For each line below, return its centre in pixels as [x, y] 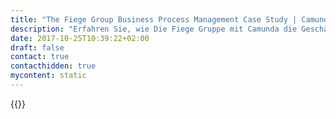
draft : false [37, 47]
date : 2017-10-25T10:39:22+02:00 [80, 38]
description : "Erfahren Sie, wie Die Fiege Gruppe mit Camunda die [154, 29]
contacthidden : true [53, 66]
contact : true [40, 57]
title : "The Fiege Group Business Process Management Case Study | [154, 19]
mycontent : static [48, 76]
